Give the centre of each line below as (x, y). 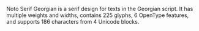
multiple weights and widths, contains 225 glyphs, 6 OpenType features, (98, 15)
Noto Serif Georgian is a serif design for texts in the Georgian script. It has (100, 9)
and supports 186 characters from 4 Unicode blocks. (73, 22)
